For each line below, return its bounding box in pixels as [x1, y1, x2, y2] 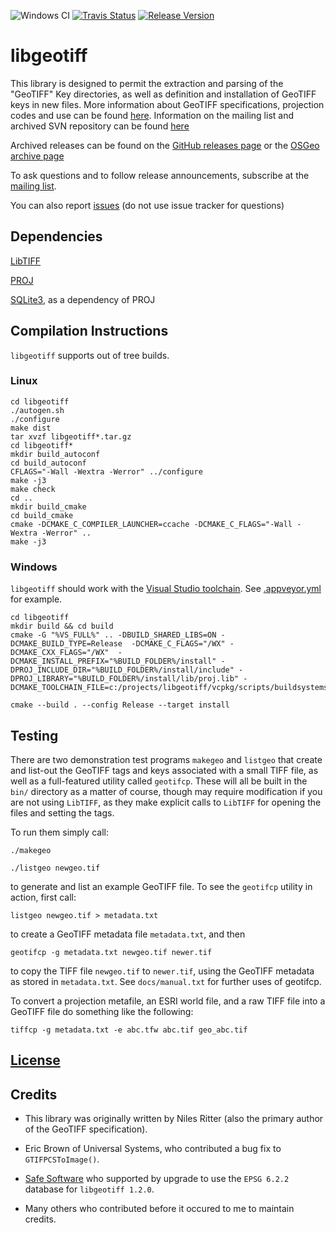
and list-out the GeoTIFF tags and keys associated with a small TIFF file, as [10, 764, 319, 776]
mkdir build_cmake [10, 501, 87, 512]
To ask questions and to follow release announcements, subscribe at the [10, 169, 310, 181]
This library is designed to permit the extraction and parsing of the [10, 77, 284, 89]
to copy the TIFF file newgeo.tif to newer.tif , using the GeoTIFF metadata [10, 965, 315, 977]
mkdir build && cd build [10, 621, 114, 632]
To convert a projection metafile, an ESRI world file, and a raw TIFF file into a [10, 995, 326, 1007]
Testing [10, 727, 59, 744]
